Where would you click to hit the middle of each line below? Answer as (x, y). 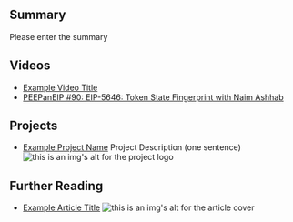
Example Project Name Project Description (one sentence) (131, 147)
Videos (30, 66)
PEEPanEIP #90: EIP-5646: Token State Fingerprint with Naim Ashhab (153, 97)
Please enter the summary (59, 36)
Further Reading (56, 186)
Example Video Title (60, 87)
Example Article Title (61, 207)
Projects (34, 126)
